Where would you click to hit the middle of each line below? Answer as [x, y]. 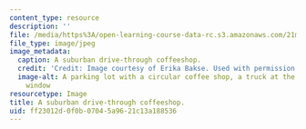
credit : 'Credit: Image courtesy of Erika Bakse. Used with [134, 69]
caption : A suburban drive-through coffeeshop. [110, 60]
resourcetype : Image [49, 94]
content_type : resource [55, 18]
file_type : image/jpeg [52, 43]
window [38, 85]
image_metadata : [40, 52]
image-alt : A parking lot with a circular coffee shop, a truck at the [157, 77]
